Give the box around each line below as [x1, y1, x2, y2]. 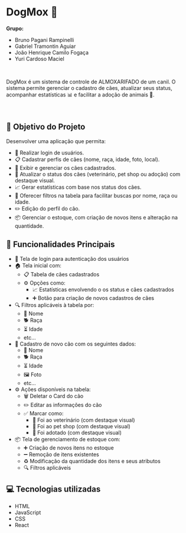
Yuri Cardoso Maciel [14, 55, 65, 62]
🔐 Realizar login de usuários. [14, 149, 84, 156]
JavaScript [14, 509, 41, 516]
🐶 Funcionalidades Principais [6, 240, 115, 250]
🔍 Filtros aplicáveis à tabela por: [14, 301, 94, 308]
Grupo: [6, 25, 24, 32]
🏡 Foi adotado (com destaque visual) [32, 429, 122, 436]
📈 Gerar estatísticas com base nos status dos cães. [14, 183, 142, 190]
